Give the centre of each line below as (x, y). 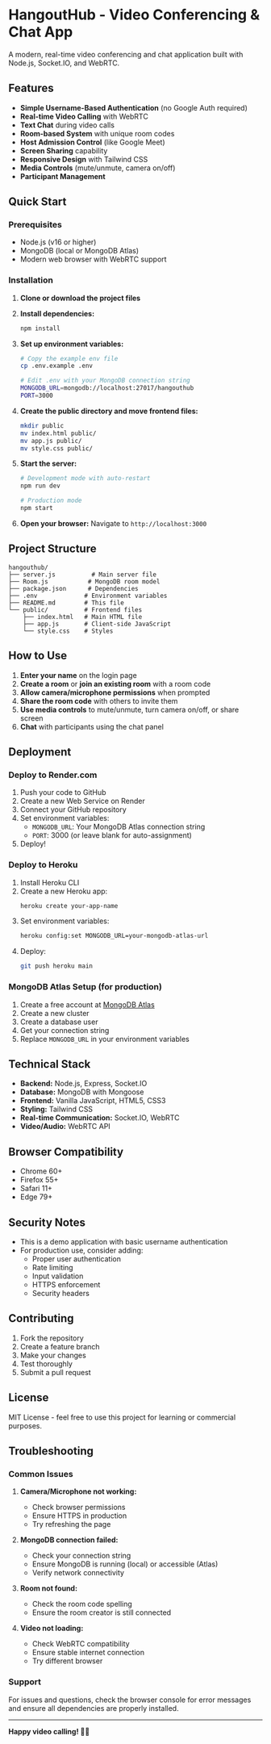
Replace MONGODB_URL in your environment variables (104, 1039)
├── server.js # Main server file (83, 575)
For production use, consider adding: (81, 1250)
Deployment (40, 752)
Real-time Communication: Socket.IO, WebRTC (100, 1118)
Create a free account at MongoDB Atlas (87, 1004)
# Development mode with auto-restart (85, 479)
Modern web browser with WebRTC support (93, 259)
